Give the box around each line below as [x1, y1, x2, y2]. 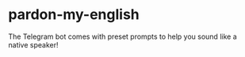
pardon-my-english [8, 6, 140, 24]
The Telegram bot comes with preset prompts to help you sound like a [8, 32, 237, 41]
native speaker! [8, 40, 59, 49]
